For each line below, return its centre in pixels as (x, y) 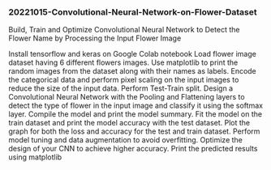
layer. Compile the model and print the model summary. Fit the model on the (135, 114)
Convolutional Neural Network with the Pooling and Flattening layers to (127, 97)
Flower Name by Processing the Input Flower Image (95, 38)
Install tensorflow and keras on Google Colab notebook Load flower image (133, 54)
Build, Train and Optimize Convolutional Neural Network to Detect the (124, 30)
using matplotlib (35, 157)
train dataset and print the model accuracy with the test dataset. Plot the (129, 123)
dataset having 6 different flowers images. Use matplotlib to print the (123, 62)
